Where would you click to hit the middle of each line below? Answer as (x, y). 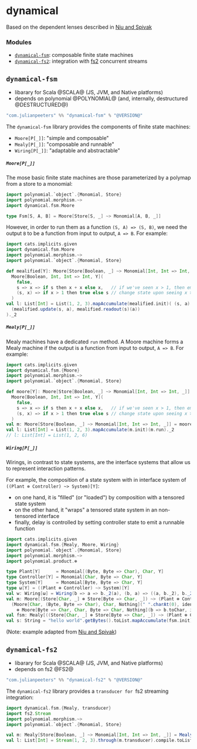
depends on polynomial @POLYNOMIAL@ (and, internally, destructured (101, 98)
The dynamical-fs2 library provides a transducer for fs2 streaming (87, 691)
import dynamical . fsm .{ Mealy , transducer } (59, 708)
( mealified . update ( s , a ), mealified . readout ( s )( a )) (76, 309)
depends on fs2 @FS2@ (44, 669)
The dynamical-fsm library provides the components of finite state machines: (98, 127)
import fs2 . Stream (28, 713)
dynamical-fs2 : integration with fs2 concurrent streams (81, 61)
